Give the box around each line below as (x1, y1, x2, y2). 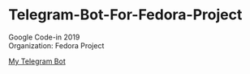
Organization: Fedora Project (8, 40, 105, 50)
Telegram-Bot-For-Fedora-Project (8, 6, 243, 24)
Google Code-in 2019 (8, 32, 80, 42)
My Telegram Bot (8, 56, 67, 66)
